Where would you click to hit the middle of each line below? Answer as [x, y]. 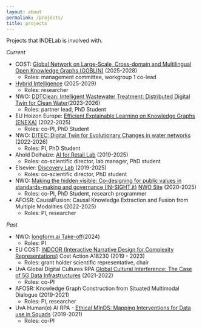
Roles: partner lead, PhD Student [65, 110]
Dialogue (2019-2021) [42, 295]
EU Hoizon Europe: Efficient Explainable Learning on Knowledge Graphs [105, 116]
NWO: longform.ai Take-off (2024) [57, 237]
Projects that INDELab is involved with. [55, 41]
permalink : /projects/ [35, 18]
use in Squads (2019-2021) [49, 314]
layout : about [24, 12]
